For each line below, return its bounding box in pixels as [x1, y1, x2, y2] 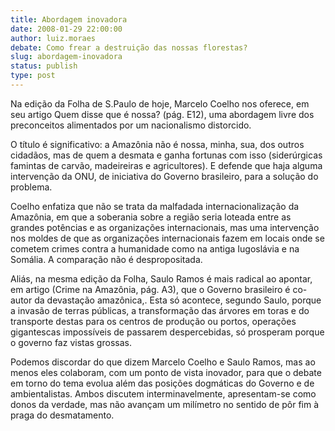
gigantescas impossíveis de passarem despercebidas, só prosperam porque [10, 326, 325, 338]
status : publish [10, 61, 78, 71]
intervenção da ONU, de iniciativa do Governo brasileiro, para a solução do [10, 170, 319, 182]
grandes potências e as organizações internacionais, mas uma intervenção [10, 221, 320, 233]
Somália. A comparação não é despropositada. [10, 253, 203, 265]
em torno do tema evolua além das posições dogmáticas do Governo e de [10, 377, 315, 389]
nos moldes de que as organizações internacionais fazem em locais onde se [10, 232, 325, 244]
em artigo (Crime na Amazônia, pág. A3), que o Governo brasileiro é [10, 283, 291, 295]
